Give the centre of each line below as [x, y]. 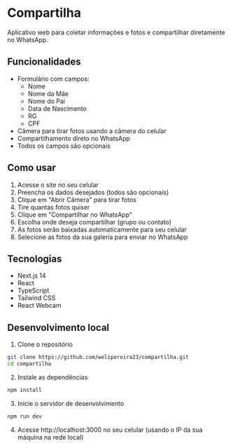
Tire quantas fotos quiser [53, 207]
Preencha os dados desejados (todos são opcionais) [93, 192]
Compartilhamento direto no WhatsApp [74, 138]
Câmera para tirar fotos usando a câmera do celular [92, 130]
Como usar [32, 168]
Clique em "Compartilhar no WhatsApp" [75, 215]
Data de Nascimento [57, 108]
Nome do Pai [46, 101]
